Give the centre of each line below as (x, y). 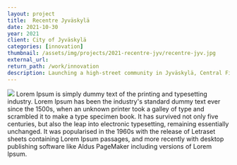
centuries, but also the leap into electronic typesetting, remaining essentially (118, 123)
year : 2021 (23, 33)
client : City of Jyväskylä (47, 40)
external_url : (28, 60)
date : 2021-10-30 (33, 27)
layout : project (31, 14)
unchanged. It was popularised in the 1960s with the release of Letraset (111, 131)
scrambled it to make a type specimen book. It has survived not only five (113, 116)
